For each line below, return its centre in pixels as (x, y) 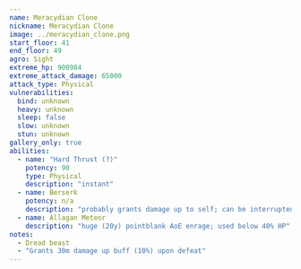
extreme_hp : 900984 (46, 68)
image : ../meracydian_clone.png (69, 34)
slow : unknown (43, 126)
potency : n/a (50, 201)
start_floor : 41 (39, 43)
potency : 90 (47, 168)
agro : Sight (31, 59)
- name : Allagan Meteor (61, 217)
